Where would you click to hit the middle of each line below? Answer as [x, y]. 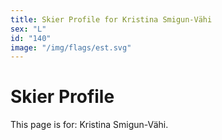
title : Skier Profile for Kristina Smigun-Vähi [111, 19]
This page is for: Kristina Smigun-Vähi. [89, 125]
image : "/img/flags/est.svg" [71, 47]
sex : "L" [28, 29]
